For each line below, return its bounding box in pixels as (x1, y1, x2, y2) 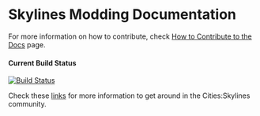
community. (8, 99, 47, 109)
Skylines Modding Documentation (8, 6, 237, 24)
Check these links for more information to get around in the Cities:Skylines (8, 91, 251, 100)
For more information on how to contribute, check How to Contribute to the (8, 32, 253, 41)
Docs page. (8, 39, 46, 49)
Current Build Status (8, 58, 77, 68)
